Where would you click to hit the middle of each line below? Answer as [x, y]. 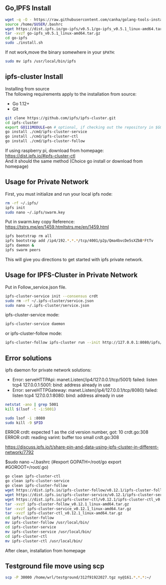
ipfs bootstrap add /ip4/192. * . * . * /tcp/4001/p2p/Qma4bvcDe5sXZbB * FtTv [79, 241]
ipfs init [15, 208]
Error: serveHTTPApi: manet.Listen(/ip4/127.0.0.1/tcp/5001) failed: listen [85, 379]
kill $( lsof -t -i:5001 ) [31, 409]
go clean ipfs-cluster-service [37, 481]
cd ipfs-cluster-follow [30, 518]
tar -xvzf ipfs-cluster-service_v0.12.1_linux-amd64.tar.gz [68, 509]
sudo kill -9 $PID [24, 423]
